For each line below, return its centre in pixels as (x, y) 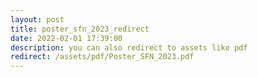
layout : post (37, 19)
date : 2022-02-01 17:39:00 (66, 38)
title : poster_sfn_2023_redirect (80, 29)
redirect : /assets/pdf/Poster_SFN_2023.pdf (102, 57)
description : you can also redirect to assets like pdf (129, 47)
